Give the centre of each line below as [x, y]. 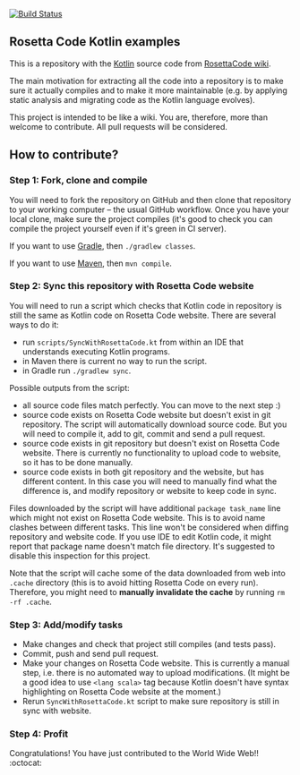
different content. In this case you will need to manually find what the [150, 481]
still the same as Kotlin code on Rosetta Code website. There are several [142, 315]
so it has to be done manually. [77, 462]
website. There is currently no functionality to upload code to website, [151, 453]
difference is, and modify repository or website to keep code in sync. [150, 490]
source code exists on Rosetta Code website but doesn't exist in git [146, 414]
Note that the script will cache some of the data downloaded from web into [148, 573]
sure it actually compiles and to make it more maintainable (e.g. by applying [149, 90]
